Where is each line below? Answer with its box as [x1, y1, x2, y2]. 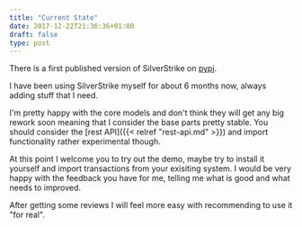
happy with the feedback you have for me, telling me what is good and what [9, 173, 290, 184]
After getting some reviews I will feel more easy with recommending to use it [9, 200, 293, 211]
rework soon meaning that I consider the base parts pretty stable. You [9, 117, 269, 128]
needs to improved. [9, 182, 82, 194]
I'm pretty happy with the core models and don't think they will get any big [9, 107, 285, 118]
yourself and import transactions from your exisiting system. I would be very [9, 163, 292, 174]
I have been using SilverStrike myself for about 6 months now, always [9, 80, 267, 91]
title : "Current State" [9, 13, 99, 23]
